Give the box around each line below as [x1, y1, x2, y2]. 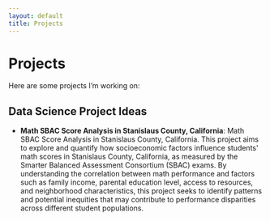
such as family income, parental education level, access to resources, [19, 177, 254, 187]
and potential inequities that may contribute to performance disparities [19, 195, 256, 205]
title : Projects [8, 19, 63, 28]
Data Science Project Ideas [8, 104, 148, 118]
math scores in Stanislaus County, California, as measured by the [19, 151, 238, 162]
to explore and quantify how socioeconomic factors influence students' [19, 143, 259, 153]
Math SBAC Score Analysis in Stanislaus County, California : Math [19, 126, 245, 136]
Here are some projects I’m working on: [8, 81, 140, 91]
